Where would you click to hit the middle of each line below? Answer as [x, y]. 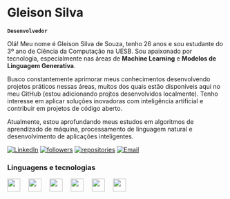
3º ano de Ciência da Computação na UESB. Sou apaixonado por [100, 51]
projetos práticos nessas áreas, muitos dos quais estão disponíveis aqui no [114, 86]
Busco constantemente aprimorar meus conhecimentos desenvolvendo [109, 79]
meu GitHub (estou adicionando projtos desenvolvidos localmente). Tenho [113, 94]
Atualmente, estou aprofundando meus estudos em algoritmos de [101, 121]
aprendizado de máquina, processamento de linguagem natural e [100, 129]
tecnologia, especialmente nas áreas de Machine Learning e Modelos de [112, 58]
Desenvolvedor [28, 31]
